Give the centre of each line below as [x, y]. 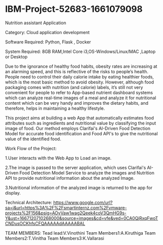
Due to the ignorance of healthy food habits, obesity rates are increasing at [81, 66]
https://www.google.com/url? [83, 202]
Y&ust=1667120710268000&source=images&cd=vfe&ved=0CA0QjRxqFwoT [82, 218]
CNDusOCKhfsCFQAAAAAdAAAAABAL [45, 223]
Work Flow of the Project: [31, 148]
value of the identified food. [33, 139]
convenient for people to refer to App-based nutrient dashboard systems [79, 92]
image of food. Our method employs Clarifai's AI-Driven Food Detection [78, 128]
